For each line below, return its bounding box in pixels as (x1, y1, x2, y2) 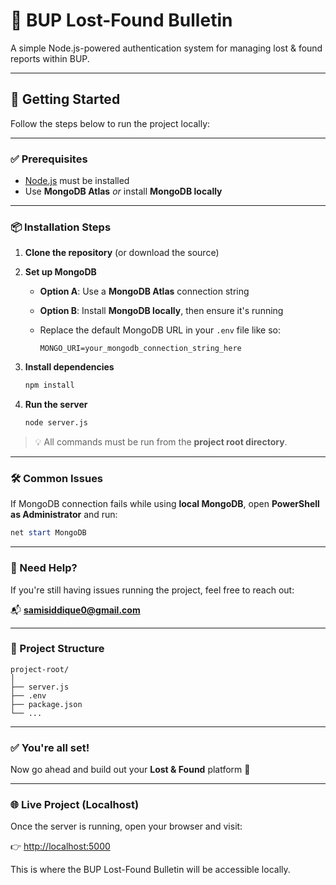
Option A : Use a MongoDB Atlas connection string (39, 285, 250, 298)
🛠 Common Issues (10, 472, 104, 486)
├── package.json (10, 699, 83, 709)
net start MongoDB (10, 528, 87, 538)
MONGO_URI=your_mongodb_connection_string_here (39, 344, 242, 354)
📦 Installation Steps (10, 220, 112, 234)
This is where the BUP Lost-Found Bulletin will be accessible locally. (10, 864, 291, 876)
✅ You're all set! (10, 740, 90, 754)
